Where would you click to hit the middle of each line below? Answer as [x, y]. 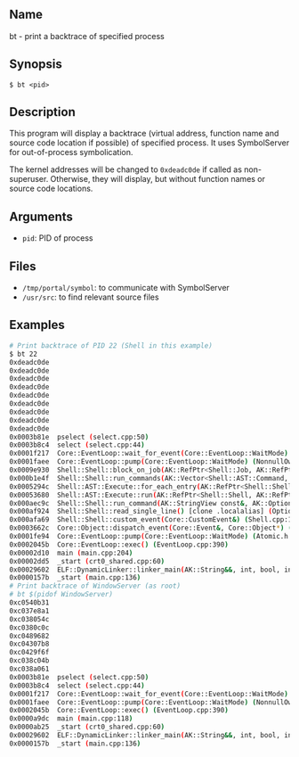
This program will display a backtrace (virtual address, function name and [144, 134]
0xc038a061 [29, 669]
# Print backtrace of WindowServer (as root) [95, 586]
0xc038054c [29, 619]
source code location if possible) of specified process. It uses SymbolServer [149, 143]
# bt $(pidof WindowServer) [61, 595]
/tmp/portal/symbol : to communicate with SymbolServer [125, 288]
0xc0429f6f [29, 653]
